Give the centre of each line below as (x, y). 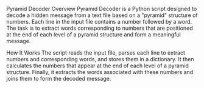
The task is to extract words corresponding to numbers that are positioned (100, 28)
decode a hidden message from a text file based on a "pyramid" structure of (102, 15)
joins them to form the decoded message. (59, 79)
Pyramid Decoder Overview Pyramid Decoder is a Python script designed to (102, 9)
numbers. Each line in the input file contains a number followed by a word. (99, 22)
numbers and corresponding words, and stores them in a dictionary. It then (100, 59)
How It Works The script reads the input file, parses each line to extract (96, 53)
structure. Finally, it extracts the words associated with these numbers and (100, 72)
